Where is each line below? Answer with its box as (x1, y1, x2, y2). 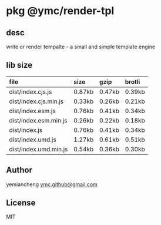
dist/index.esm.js (9, 107, 56, 115)
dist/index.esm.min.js (9, 116, 68, 124)
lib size (6, 60, 33, 70)
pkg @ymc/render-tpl (6, 4, 115, 18)
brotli (125, 78, 140, 86)
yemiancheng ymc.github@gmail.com (6, 181, 98, 188)
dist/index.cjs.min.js (9, 97, 63, 105)
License (6, 198, 36, 208)
